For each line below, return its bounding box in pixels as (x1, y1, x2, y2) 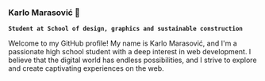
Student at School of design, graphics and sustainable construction (8, 25, 244, 33)
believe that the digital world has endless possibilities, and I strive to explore (8, 55, 257, 65)
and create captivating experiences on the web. (8, 64, 164, 73)
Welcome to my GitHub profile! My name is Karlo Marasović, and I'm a (8, 39, 237, 48)
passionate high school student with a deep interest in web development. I (8, 47, 252, 57)
